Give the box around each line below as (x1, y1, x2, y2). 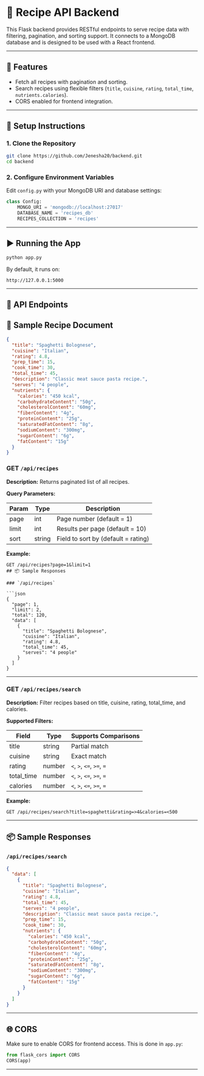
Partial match (70, 742, 109, 750)
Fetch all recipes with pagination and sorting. (15, 78, 128, 85)
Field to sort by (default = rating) (56, 534, 150, 543)
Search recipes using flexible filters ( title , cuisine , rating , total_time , (15, 85, 194, 92)
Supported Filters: (6, 717, 53, 724)
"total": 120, (12, 612, 47, 618)
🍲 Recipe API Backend (6, 5, 120, 19)
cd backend (6, 158, 34, 165)
